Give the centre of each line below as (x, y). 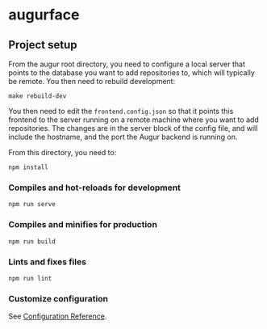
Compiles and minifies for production (83, 225)
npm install (28, 167)
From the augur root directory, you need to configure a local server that (127, 64)
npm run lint (30, 278)
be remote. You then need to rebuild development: (92, 81)
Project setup (43, 45)
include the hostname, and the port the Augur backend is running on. (123, 137)
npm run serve (32, 205)
